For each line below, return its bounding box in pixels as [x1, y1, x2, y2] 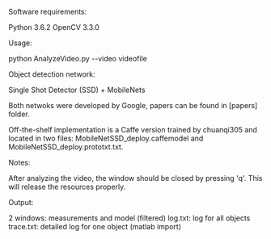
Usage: [8, 38, 32, 48]
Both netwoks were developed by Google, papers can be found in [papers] [8, 101, 258, 110]
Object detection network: [8, 69, 95, 79]
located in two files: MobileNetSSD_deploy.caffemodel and [8, 133, 204, 143]
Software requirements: [8, 7, 87, 16]
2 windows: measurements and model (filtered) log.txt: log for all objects [8, 213, 251, 223]
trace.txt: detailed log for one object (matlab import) [8, 222, 182, 231]
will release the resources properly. [8, 182, 126, 191]
